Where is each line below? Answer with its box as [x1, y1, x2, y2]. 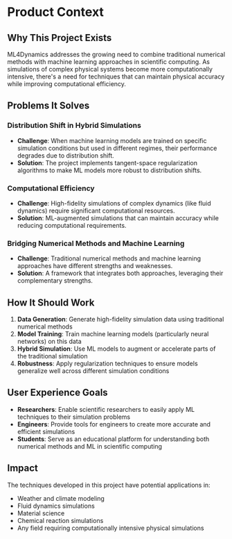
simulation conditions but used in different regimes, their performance [17, 144, 217, 152]
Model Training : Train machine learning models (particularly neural [17, 330, 209, 338]
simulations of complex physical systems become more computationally [7, 65, 213, 73]
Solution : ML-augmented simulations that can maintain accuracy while [17, 213, 220, 222]
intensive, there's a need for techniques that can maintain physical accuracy [7, 72, 225, 81]
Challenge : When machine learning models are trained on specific [17, 136, 207, 144]
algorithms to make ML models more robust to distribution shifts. [17, 166, 202, 174]
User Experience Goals [7, 387, 109, 399]
